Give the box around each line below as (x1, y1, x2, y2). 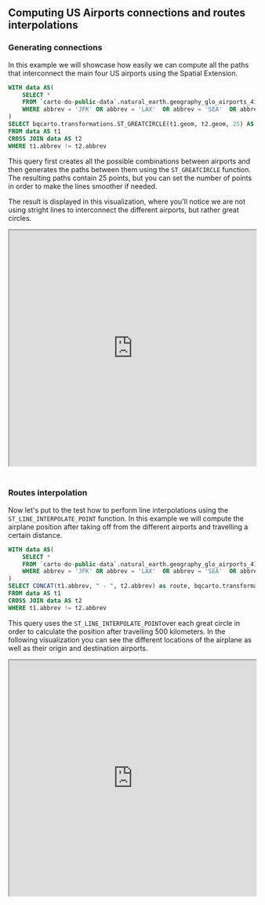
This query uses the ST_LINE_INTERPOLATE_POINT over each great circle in (8, 618, 241, 627)
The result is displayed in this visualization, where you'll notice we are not (8, 197, 245, 206)
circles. (8, 213, 32, 223)
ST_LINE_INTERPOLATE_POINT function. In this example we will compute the (8, 513, 245, 523)
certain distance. (8, 530, 63, 539)
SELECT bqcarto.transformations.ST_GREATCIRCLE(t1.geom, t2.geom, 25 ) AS (8, 120, 255, 128)
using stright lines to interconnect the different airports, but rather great (8, 204, 239, 215)
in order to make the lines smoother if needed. (8, 181, 158, 191)
